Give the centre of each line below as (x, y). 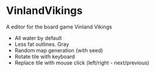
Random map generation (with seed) (59, 50)
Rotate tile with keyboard (45, 56)
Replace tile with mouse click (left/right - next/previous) (82, 63)
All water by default (38, 38)
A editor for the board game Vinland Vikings (59, 27)
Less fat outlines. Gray (42, 44)
